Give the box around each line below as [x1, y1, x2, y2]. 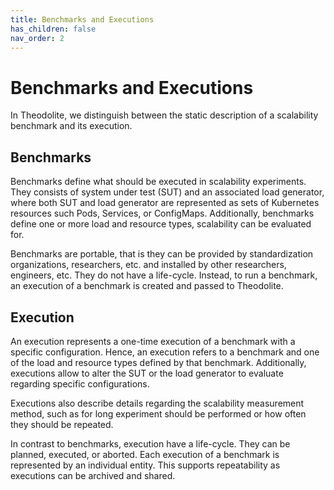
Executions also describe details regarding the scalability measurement [10, 397, 305, 409]
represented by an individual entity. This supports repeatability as [10, 459, 281, 471]
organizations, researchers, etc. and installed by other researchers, [10, 259, 287, 271]
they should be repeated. [10, 418, 114, 430]
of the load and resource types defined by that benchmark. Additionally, [10, 356, 307, 368]
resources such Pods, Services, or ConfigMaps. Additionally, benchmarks [10, 207, 315, 220]
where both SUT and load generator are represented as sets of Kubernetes [10, 197, 320, 209]
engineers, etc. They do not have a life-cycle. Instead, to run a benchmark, [10, 269, 318, 281]
